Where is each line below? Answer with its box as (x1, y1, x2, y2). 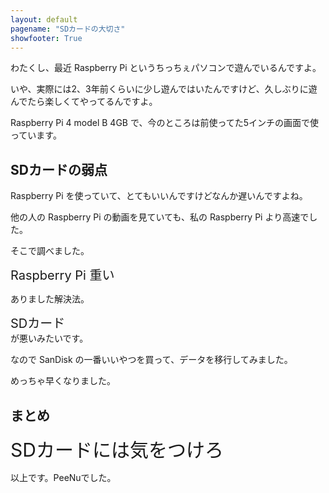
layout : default (10, 14, 78, 25)
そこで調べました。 (10, 245, 90, 257)
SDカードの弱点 (10, 161, 108, 178)
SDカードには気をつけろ (10, 438, 224, 461)
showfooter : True (10, 33, 83, 43)
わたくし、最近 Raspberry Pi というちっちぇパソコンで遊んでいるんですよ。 (10, 62, 322, 74)
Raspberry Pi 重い (10, 267, 115, 284)
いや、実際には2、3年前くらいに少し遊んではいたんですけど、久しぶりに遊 (10, 83, 318, 95)
